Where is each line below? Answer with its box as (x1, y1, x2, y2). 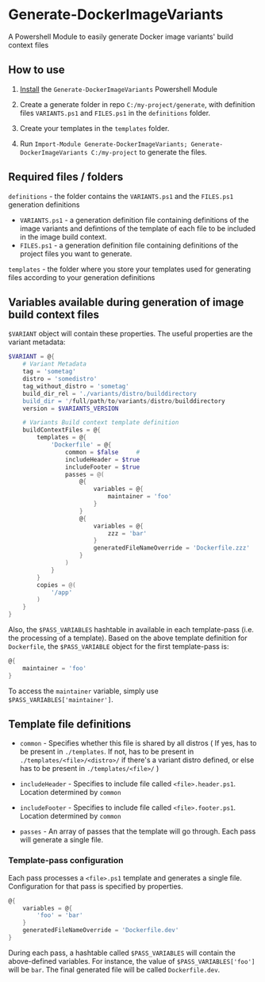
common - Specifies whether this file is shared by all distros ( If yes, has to (19, 738, 257, 748)
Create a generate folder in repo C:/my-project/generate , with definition (19, 99, 255, 109)
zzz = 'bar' (107, 529, 148, 537)
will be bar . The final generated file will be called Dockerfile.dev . (8, 965, 221, 974)
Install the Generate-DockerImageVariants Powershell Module (19, 84, 218, 94)
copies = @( (36, 581, 77, 589)
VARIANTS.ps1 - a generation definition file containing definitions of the (19, 215, 249, 224)
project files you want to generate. (19, 248, 132, 259)
